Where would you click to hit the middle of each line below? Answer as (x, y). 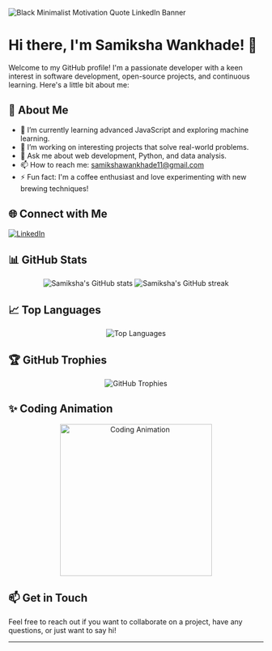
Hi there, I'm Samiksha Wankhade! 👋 (133, 45)
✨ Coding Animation (61, 409)
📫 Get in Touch (48, 598)
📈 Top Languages (55, 310)
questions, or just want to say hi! (63, 630)
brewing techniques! (54, 188)
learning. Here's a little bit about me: (69, 84)
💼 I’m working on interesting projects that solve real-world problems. (134, 147)
